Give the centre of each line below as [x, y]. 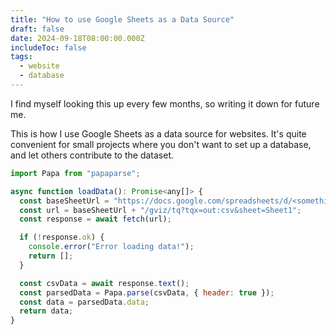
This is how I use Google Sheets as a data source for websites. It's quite [158, 133]
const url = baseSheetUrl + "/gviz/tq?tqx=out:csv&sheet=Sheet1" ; [160, 210]
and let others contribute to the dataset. [92, 155]
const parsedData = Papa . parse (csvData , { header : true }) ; [147, 292]
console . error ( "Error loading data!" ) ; [111, 247]
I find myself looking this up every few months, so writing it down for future [165, 103]
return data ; [46, 311]
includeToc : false [48, 47]
